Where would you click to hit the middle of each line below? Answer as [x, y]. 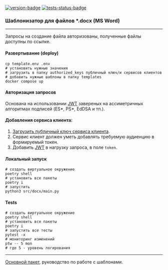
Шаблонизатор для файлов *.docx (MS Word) [62, 21]
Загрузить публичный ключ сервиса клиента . [61, 131]
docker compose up [24, 81]
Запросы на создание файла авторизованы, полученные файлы [73, 36]
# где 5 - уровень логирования [38, 248]
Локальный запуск [26, 159]
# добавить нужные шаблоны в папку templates [53, 77]
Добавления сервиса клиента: [39, 120]
